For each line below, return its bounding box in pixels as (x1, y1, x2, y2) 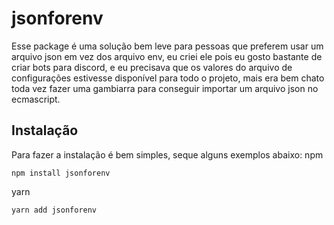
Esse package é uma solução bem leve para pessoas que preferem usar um (11, 40, 324, 52)
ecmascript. (11, 93, 61, 105)
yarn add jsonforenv (11, 205, 98, 215)
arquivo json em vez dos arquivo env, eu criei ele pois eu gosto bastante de (11, 50, 323, 62)
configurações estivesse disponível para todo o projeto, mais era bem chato (11, 72, 325, 84)
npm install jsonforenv (11, 168, 111, 178)
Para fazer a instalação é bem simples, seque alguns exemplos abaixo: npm (11, 148, 324, 161)
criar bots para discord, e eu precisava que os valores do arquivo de (11, 61, 293, 73)
